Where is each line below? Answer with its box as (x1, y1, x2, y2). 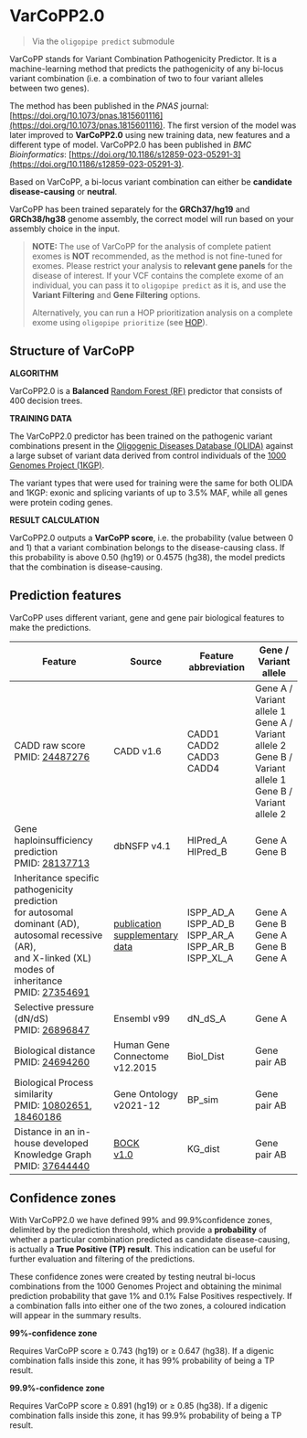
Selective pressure (14, 1000, 94, 1013)
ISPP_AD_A (186, 906, 235, 919)
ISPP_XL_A (186, 952, 234, 964)
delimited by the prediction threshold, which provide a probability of (9, 1224, 267, 1235)
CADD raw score (14, 739, 86, 751)
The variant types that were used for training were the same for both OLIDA (9, 477, 294, 488)
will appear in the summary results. (9, 1310, 142, 1321)
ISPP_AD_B (186, 917, 235, 930)
